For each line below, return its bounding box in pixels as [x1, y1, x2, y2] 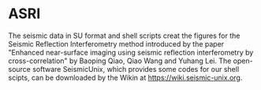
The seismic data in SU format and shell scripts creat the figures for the [8, 31, 240, 40]
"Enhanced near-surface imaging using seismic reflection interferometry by [8, 47, 254, 57]
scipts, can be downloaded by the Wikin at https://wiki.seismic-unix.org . [8, 73, 243, 82]
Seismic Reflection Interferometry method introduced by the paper [8, 39, 225, 48]
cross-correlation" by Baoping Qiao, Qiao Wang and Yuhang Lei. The [8, 56, 232, 66]
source [8, 64, 32, 73]
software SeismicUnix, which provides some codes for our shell [32, 64, 240, 73]
